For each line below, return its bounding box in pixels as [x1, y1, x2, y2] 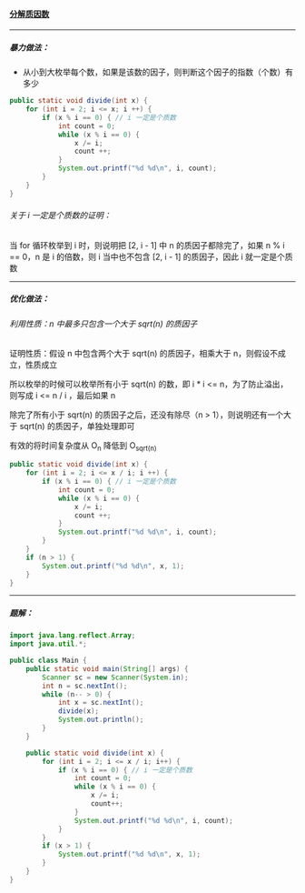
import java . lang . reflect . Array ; [9, 631, 136, 640]
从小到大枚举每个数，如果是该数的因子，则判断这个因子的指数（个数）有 [22, 66, 293, 77]
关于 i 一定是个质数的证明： [9, 210, 112, 221]
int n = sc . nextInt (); [42, 681, 128, 690]
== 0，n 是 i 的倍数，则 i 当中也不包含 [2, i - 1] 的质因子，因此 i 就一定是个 [9, 251, 286, 262]
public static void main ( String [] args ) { [25, 664, 189, 673]
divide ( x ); [57, 707, 100, 716]
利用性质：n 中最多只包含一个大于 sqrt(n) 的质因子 [9, 318, 198, 329]
